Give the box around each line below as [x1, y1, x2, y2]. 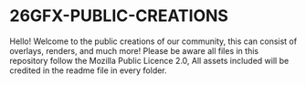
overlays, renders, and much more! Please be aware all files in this [9, 45, 259, 56]
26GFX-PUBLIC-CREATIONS [9, 5, 228, 27]
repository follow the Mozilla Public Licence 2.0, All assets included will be [9, 55, 290, 66]
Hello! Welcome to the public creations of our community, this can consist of [9, 36, 298, 47]
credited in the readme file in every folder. [9, 65, 167, 76]
